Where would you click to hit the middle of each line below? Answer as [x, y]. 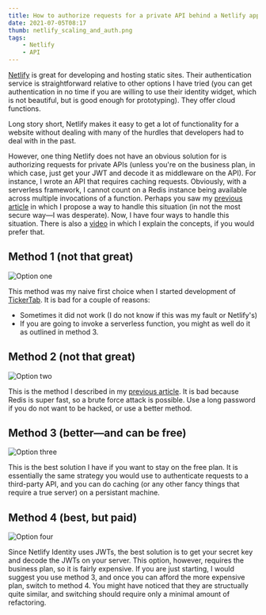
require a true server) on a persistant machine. [84, 493]
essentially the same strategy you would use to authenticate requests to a [129, 476]
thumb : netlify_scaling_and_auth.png [70, 30]
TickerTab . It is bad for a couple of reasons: [79, 300]
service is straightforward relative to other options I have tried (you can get [130, 83]
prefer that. [27, 232]
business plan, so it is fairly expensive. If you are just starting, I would [122, 569]
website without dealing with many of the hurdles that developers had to [126, 132]
